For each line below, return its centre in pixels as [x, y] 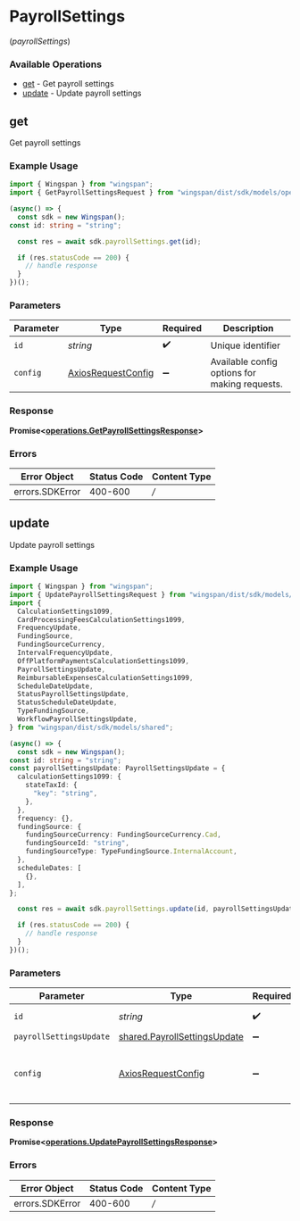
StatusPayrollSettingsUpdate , [73, 694]
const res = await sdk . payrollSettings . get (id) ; [109, 241]
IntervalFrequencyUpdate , [66, 653]
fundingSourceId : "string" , [77, 843]
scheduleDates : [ [50, 868]
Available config [244, 361]
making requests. [246, 384]
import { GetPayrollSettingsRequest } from [92, 193]
